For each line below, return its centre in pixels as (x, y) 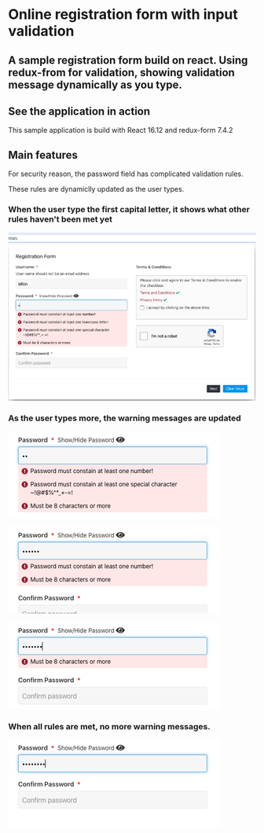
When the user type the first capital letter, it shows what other (129, 210)
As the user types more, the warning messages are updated (125, 418)
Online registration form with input (123, 15)
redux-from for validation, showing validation (122, 72)
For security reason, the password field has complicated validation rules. (126, 174)
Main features (43, 155)
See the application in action (79, 111)
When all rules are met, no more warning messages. (109, 726)
